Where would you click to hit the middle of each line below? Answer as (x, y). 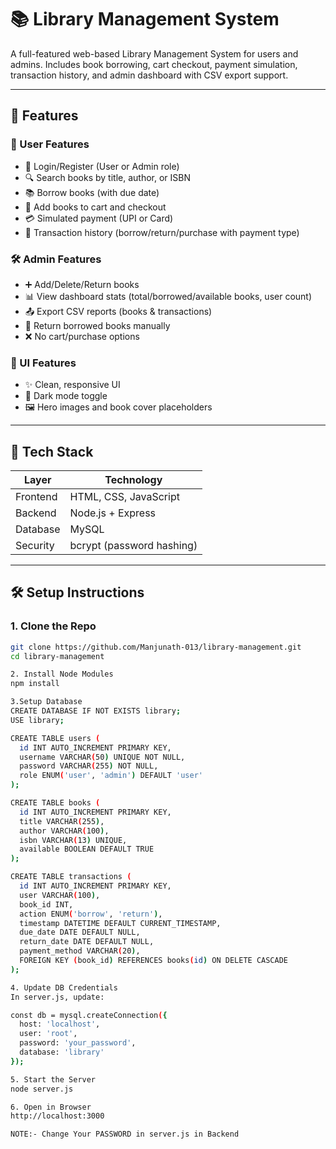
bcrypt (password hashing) (133, 546)
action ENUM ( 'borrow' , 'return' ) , (91, 914)
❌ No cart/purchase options (82, 336)
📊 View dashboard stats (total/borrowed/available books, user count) (168, 296)
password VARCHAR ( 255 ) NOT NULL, (89, 766)
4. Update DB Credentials (64, 987)
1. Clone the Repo (53, 626)
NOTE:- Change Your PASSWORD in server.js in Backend (125, 1134)
